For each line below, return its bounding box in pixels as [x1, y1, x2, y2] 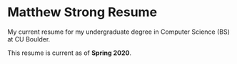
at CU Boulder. [7, 34, 51, 43]
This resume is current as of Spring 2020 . [7, 49, 132, 57]
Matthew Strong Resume [7, 4, 158, 20]
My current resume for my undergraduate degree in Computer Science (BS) [7, 27, 231, 36]
